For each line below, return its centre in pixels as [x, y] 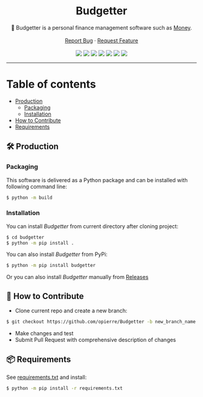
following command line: [37, 186]
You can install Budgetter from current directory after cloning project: [92, 226]
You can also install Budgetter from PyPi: [57, 254]
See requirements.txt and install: [47, 377]
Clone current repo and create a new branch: [71, 311]
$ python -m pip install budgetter [51, 266]
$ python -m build [29, 197]
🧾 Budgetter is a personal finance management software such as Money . [101, 27]
